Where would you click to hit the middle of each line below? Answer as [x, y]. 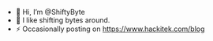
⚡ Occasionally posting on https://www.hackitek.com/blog [110, 29]
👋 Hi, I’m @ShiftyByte [50, 12]
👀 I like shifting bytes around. [63, 20]
